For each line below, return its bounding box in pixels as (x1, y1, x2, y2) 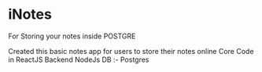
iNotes (8, 5, 53, 23)
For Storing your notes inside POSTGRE (8, 31, 136, 41)
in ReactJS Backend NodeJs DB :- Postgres (8, 55, 149, 64)
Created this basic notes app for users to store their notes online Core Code (8, 46, 254, 56)
